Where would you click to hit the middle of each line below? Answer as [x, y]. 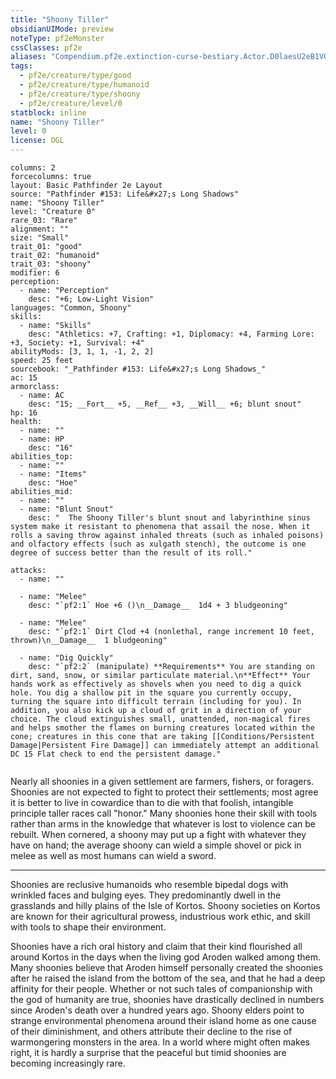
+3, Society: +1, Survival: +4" [77, 343]
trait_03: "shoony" [51, 264]
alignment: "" [40, 229]
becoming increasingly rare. [68, 1063]
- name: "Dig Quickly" [66, 658]
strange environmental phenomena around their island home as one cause [163, 1020]
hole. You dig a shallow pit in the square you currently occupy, [151, 693]
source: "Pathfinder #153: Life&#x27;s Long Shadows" [125, 194]
